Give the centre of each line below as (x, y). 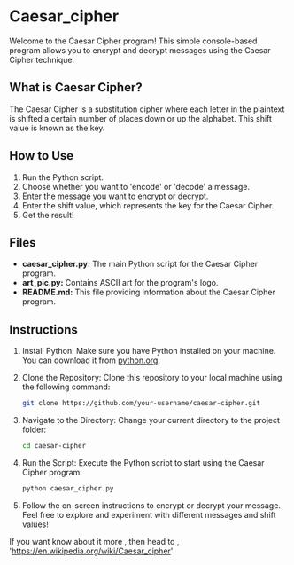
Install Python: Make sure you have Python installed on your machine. (149, 351)
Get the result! (48, 215)
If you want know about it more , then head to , (94, 541)
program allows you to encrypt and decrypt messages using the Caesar (140, 50)
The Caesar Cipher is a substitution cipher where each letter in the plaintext (147, 109)
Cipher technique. (42, 59)
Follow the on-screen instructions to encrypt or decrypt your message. (151, 505)
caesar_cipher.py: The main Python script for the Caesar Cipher (140, 264)
